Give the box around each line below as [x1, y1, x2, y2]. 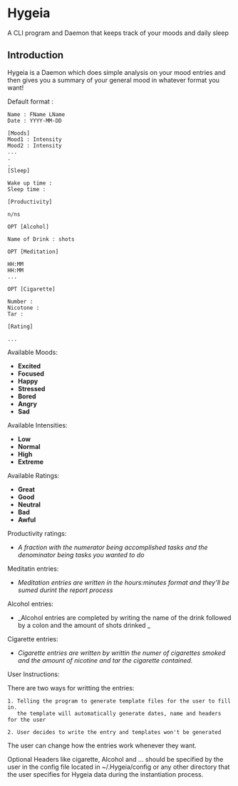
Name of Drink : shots [7, 235, 75, 243]
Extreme [17, 457, 44, 466]
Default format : [7, 97, 53, 105]
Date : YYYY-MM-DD [7, 117, 62, 124]
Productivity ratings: [7, 529, 67, 537]
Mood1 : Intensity [7, 135, 62, 143]
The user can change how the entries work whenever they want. [7, 741, 197, 750]
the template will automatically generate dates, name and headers [16, 710, 222, 717]
